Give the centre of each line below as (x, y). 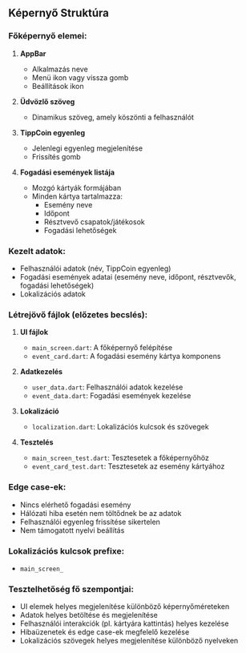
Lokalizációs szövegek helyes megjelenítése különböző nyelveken (129, 641)
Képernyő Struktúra (59, 13)
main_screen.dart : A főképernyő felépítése (102, 348)
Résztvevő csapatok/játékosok (95, 222)
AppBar (33, 53)
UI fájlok (34, 333)
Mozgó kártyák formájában (77, 187)
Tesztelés (36, 442)
